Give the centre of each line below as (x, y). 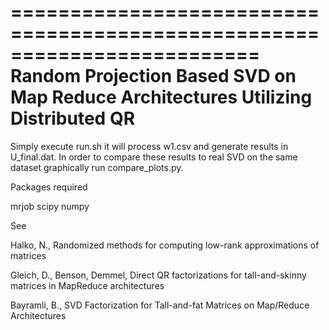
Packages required (49, 187)
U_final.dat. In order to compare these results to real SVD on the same (154, 157)
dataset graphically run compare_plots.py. (97, 167)
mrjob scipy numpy (50, 206)
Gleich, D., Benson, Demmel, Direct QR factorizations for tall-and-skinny (158, 275)
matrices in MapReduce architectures (87, 285)
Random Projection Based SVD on (153, 76)
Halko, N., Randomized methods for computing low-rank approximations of (165, 245)
